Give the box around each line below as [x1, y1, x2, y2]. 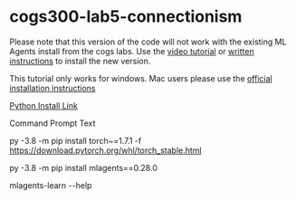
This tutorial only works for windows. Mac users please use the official [9, 72, 273, 83]
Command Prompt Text [9, 118, 96, 129]
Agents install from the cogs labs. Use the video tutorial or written [9, 45, 255, 56]
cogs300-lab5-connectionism [9, 6, 243, 27]
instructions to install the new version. [9, 55, 151, 66]
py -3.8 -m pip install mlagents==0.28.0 [9, 162, 158, 173]
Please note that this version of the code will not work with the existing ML [9, 36, 287, 47]
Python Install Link [9, 100, 79, 110]
